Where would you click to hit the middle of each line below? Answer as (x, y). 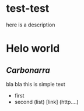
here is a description (31, 25)
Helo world (33, 48)
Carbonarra (28, 70)
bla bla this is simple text (36, 84)
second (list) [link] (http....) (46, 102)
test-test (28, 9)
